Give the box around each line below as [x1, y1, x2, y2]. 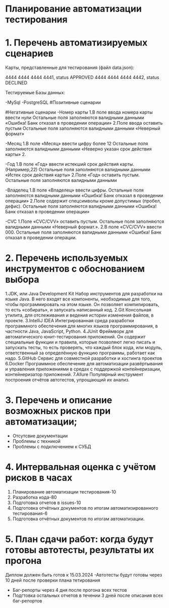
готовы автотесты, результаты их [5, 544, 154, 556]
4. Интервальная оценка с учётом [5, 462, 156, 473]
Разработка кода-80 [12, 494, 57, 500]
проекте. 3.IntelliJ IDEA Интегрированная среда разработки [5, 318, 135, 324]
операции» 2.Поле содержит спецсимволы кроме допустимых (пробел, [5, 198, 161, 204]
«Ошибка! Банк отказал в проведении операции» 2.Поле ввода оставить [5, 120, 163, 126]
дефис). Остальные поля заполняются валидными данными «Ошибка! [5, 203, 157, 209]
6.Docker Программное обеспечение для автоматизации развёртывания [5, 361, 163, 367]
